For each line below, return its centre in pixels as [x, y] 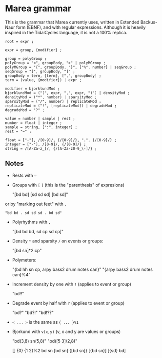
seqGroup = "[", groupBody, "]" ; [40, 72]
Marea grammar [38, 9]
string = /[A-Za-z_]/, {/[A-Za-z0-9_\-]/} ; [51, 148]
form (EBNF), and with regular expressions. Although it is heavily [81, 27]
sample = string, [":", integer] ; [41, 127]
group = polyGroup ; [26, 59]
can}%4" [21, 274]
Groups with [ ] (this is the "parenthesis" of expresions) [68, 185]
